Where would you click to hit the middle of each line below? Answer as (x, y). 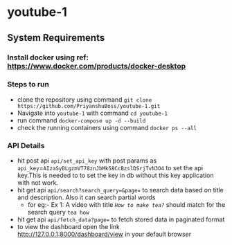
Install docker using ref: (48, 57)
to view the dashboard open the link (68, 227)
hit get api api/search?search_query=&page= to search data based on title (120, 190)
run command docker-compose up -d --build (81, 120)
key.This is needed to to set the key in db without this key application (115, 175)
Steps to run (28, 84)
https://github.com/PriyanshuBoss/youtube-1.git (89, 106)
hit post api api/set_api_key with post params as (87, 161)
